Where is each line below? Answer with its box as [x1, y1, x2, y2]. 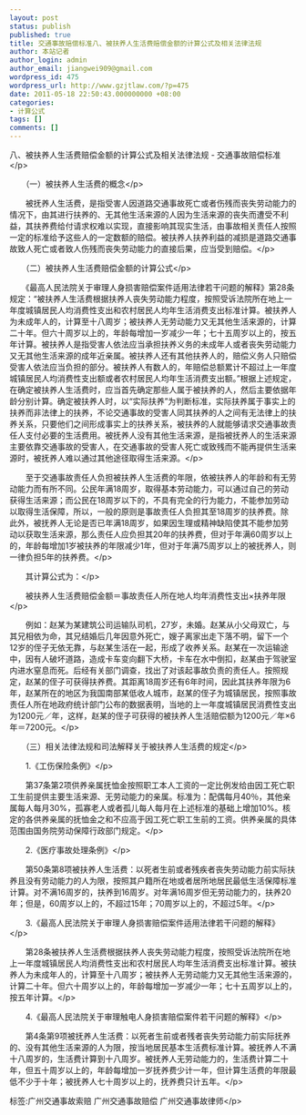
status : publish [9, 22, 71, 31]
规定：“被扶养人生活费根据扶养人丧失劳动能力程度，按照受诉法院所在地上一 [9, 293, 293, 304]
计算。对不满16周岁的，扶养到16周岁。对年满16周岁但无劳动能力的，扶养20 [9, 887, 291, 897]
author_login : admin [9, 56, 88, 65]
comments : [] [9, 124, 59, 133]
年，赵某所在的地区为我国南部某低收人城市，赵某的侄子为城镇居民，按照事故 [9, 688, 297, 698]
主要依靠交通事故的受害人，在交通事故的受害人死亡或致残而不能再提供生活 [9, 441, 289, 451]
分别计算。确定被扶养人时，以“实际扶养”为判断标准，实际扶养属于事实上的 [16, 396, 296, 406]
